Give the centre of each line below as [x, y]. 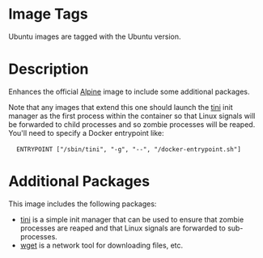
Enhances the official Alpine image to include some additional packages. [129, 91]
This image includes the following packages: [83, 204]
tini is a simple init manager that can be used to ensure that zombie [132, 219]
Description [49, 69]
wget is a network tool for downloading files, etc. [102, 245]
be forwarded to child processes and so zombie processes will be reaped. [132, 124]
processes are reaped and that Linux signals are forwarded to [123, 228]
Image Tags [48, 14]
